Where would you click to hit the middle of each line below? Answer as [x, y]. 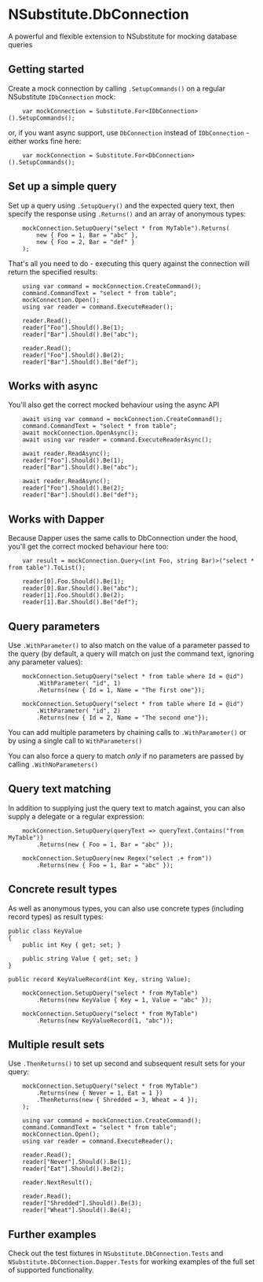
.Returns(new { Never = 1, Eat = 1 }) [100, 1093]
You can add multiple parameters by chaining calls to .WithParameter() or [127, 732]
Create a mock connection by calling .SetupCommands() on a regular [117, 88]
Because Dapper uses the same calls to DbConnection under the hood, [123, 538]
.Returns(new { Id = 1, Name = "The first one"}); [121, 690]
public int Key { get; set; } [72, 945]
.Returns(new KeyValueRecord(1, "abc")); [105, 1021]
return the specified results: [53, 272]
